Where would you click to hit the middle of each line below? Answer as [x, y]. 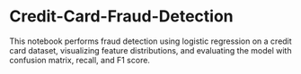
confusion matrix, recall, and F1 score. [80, 60]
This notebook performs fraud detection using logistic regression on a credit [150, 41]
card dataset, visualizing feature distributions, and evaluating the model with [150, 50]
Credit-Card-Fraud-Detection [121, 16]
